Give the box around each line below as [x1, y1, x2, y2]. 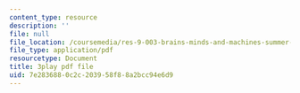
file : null [9, 29, 50, 38]
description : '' [9, 21, 70, 30]
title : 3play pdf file [9, 63, 94, 72]
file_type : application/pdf [9, 46, 114, 55]
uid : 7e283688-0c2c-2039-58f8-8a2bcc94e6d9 [9, 71, 174, 80]
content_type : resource [9, 12, 98, 22]
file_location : [9, 37, 66, 47]
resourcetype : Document [9, 54, 98, 63]
